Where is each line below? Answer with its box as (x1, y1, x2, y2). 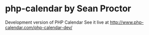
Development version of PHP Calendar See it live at (5, 19, 109, 25)
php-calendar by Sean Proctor (5, 3, 131, 14)
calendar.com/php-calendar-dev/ (5, 24, 73, 30)
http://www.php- (110, 19, 144, 25)
